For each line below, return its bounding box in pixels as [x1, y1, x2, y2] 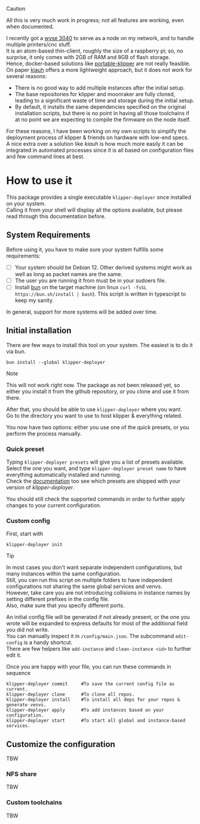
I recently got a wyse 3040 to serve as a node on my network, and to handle [6, 35, 194, 41]
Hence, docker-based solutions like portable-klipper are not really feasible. [6, 60, 191, 67]
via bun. [6, 348, 26, 355]
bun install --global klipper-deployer [6, 359, 106, 365]
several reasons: [6, 73, 47, 79]
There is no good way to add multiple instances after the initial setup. [14, 84, 185, 91]
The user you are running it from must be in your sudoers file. [14, 277, 167, 284]
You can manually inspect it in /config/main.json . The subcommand [6, 633, 174, 640]
